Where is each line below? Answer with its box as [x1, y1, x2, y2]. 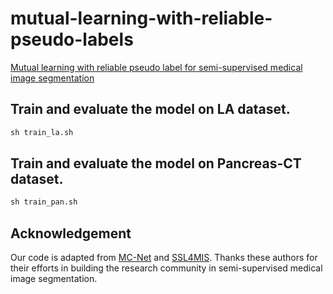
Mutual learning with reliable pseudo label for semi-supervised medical [10, 61, 303, 73]
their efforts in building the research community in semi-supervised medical [10, 262, 323, 274]
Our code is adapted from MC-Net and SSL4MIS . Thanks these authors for [10, 252, 318, 264]
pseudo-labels [10, 28, 134, 51]
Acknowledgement [10, 225, 132, 242]
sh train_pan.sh [10, 197, 78, 207]
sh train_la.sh [10, 127, 74, 137]
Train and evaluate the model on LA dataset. [10, 101, 291, 118]
